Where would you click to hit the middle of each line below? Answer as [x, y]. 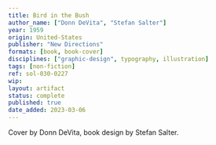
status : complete [37, 96]
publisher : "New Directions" [56, 45]
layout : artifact [37, 88]
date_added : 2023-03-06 [47, 111]
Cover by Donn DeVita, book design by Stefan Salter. [93, 132]
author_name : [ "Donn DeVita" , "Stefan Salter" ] [88, 23]
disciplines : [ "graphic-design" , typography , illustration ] [109, 60]
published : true [35, 103]
